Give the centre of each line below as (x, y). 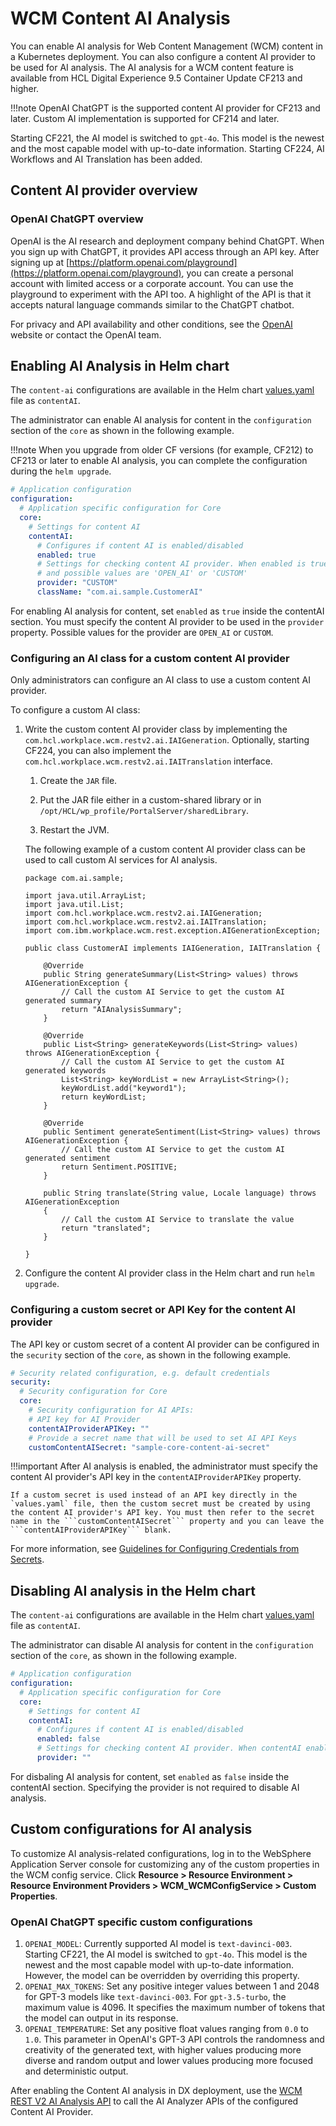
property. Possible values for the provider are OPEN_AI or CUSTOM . (142, 632)
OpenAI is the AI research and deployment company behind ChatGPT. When (167, 241)
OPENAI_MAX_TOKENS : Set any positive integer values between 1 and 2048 (172, 1986)
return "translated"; (106, 1228)
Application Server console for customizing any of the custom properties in (165, 1864)
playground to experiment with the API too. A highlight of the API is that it (161, 294)
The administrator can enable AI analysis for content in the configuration (161, 420)
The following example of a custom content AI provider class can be (165, 849)
